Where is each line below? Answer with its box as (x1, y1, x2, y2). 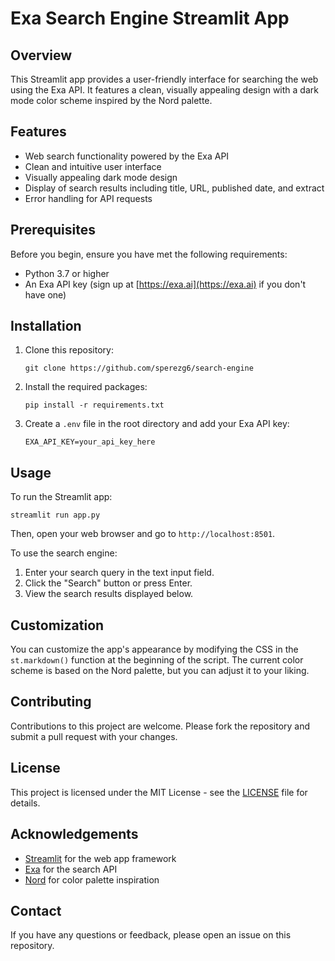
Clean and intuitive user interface (24, 160, 162, 172)
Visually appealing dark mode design (24, 171, 178, 183)
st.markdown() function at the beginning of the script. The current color (10, 654, 304, 666)
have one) (24, 288, 67, 301)
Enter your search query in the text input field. (24, 567, 215, 579)
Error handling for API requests (24, 192, 153, 204)
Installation (10, 318, 82, 335)
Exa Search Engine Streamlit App (10, 7, 290, 30)
